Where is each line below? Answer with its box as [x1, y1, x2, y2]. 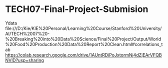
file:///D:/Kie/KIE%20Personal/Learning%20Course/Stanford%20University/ [5, 25, 162, 31]
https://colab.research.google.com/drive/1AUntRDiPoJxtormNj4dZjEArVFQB [5, 51, 162, 58]
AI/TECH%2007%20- [5, 30, 50, 36]
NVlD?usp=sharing [5, 57, 44, 63]
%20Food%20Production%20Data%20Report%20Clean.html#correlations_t [5, 41, 163, 47]
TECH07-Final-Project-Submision [5, 3, 148, 15]
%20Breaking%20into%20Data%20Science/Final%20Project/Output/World [5, 36, 161, 42]
